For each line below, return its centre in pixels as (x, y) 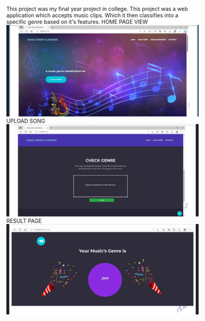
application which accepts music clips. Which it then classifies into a (92, 15)
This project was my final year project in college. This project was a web (97, 9)
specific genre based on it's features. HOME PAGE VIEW (77, 22)
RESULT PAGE (24, 221)
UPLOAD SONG (26, 121)
